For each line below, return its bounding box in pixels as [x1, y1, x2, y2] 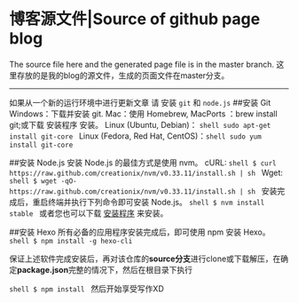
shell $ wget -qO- [9, 176, 77, 186]
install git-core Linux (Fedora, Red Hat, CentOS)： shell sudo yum [9, 131, 262, 141]
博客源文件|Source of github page [9, 9, 261, 29]
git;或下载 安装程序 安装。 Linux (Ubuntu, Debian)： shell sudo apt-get [9, 119, 271, 130]
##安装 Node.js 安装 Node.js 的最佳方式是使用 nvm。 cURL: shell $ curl [9, 157, 277, 168]
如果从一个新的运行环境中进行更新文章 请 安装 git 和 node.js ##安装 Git [9, 97, 271, 108]
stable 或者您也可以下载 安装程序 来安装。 [9, 207, 169, 219]
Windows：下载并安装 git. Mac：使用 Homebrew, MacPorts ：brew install [9, 108, 278, 119]
